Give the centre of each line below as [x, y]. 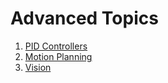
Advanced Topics [84, 18]
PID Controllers [56, 46]
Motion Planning [58, 56]
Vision [38, 67]
